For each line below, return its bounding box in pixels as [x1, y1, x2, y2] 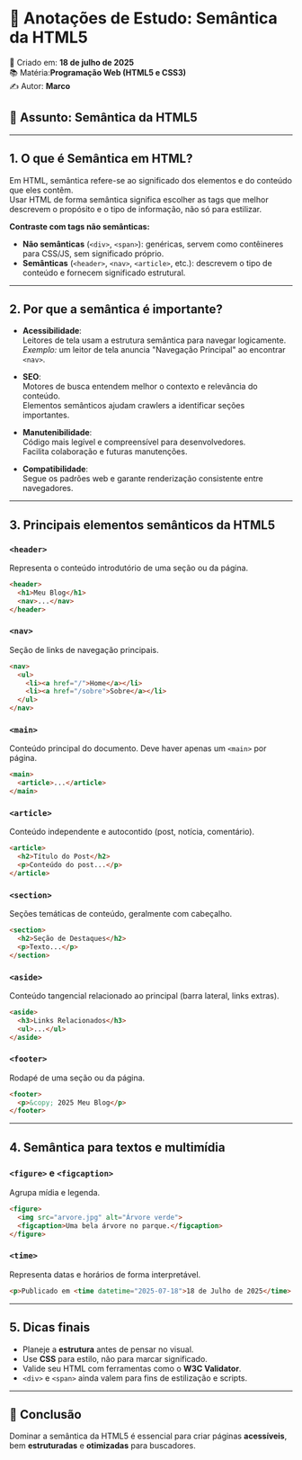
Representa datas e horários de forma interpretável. [9, 1268, 201, 1280]
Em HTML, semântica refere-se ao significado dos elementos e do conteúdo [9, 175, 292, 185]
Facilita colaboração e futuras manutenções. [22, 446, 188, 457]
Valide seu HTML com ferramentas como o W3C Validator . [22, 1363, 242, 1374]
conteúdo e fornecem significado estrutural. [22, 267, 186, 278]
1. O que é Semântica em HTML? [9, 151, 193, 166]
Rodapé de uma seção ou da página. [9, 1072, 146, 1083]
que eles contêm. [9, 184, 74, 195]
